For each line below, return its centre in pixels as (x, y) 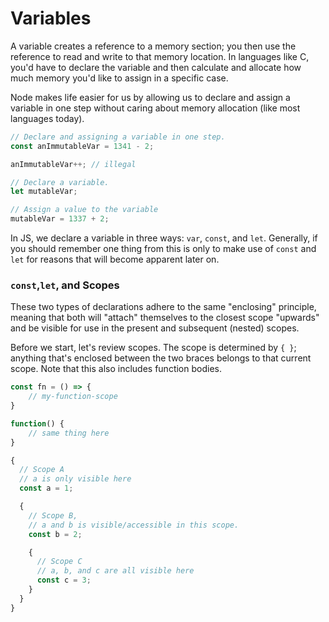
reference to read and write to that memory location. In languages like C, (160, 56)
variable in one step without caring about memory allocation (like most (155, 108)
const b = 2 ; (55, 534)
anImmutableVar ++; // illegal (73, 164)
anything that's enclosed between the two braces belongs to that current (161, 358)
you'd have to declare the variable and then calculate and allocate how (156, 67)
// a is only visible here (75, 479)
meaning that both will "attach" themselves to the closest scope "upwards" (165, 318)
